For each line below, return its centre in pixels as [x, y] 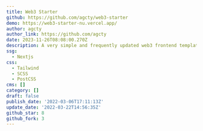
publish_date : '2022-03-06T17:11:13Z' [55, 101]
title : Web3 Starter [32, 12]
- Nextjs [23, 57]
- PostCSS [24, 79]
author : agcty [24, 29]
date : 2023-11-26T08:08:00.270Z [47, 40]
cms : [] [16, 85]
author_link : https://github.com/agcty [56, 34]
